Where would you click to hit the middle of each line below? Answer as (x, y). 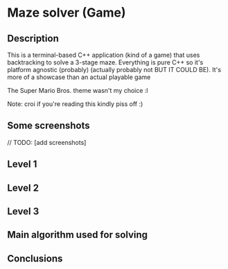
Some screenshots (49, 126)
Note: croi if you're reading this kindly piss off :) (75, 104)
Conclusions (35, 258)
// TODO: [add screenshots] (47, 142)
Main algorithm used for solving (77, 235)
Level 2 (23, 188)
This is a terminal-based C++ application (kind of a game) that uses (104, 55)
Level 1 (22, 164)
